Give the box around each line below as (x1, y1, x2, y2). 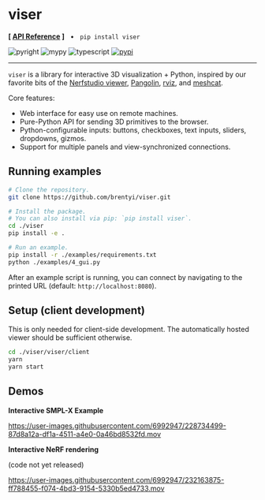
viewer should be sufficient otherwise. (8, 333, 132, 342)
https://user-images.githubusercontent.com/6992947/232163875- (8, 475, 225, 484)
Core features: (8, 93, 55, 103)
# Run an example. (8, 244, 69, 252)
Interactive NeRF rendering (8, 444, 99, 454)
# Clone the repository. (8, 185, 90, 194)
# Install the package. (8, 207, 87, 215)
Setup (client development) (8, 304, 146, 317)
